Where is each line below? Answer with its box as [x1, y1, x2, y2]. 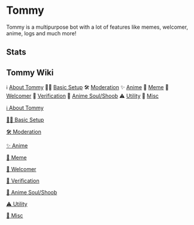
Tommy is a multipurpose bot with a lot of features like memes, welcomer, [6, 23, 189, 31]
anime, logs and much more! [6, 29, 77, 37]
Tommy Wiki [6, 67, 54, 78]
